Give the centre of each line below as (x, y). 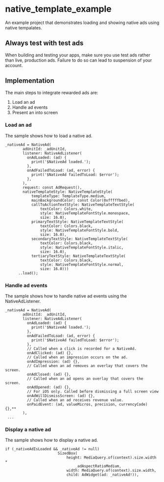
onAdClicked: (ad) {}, (50, 353)
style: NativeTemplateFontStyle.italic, (82, 247)
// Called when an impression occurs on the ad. (77, 357)
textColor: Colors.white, (66, 209)
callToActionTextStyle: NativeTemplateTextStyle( (83, 205)
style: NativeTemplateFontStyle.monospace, (85, 213)
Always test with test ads (44, 43)
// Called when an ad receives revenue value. (75, 400)
